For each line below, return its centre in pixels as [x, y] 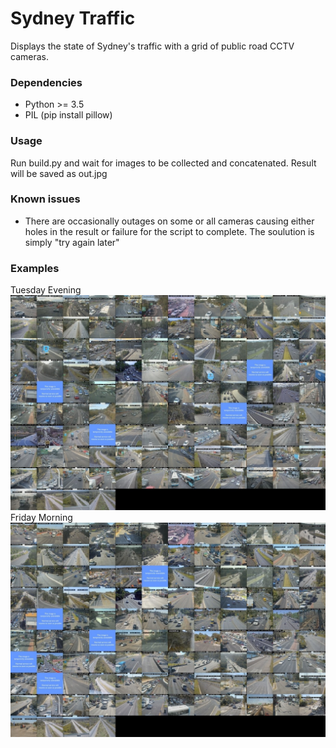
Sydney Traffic [73, 18]
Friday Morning [41, 517]
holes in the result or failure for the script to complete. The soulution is [169, 231]
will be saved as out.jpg [59, 173]
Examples [35, 268]
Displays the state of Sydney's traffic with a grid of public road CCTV [152, 46]
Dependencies [46, 82]
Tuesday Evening [46, 290]
